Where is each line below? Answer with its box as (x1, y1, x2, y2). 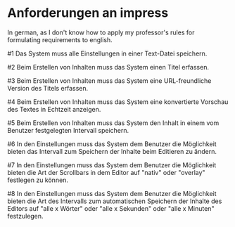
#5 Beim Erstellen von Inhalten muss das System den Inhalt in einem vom (7, 118, 220, 127)
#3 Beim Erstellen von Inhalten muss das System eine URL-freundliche (7, 76, 212, 85)
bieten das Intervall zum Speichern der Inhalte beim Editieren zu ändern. (7, 147, 217, 155)
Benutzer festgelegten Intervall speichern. (7, 126, 129, 134)
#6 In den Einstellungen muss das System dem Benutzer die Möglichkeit (7, 139, 217, 148)
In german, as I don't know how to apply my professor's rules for (7, 28, 195, 37)
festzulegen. (7, 212, 44, 220)
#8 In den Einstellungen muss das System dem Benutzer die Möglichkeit (7, 189, 217, 197)
